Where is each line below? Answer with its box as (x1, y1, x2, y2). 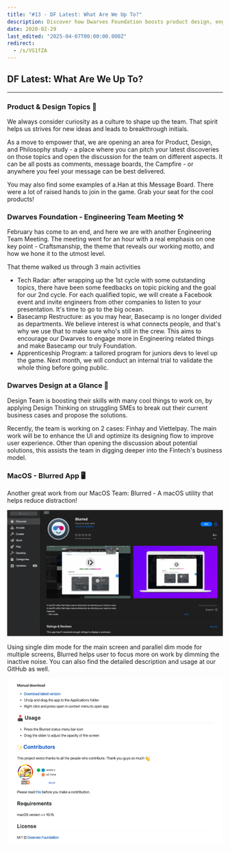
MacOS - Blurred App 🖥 (7, 470, 86, 480)
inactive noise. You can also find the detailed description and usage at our (7, 657, 216, 665)
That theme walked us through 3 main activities (7, 263, 141, 271)
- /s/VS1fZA (13, 47, 48, 54)
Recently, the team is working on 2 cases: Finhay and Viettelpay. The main (7, 424, 217, 432)
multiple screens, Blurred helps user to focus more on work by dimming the (7, 650, 220, 658)
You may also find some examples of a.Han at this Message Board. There (7, 180, 214, 189)
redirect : (7, 40, 36, 47)
